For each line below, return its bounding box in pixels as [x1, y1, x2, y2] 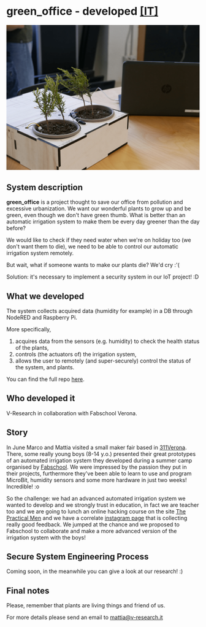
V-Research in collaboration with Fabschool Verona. [6, 409, 137, 417]
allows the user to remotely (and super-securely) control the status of [15, 357, 191, 364]
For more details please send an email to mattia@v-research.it [6, 614, 164, 621]
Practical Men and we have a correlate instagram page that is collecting [6, 514, 188, 521]
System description [6, 182, 83, 193]
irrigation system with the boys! [6, 534, 86, 541]
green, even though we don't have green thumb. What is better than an [6, 212, 186, 219]
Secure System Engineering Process [6, 552, 149, 562]
